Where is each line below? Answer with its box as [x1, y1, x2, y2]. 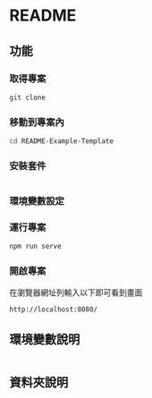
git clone [9, 93, 46, 102]
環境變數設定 [9, 195, 65, 207]
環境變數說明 [9, 332, 80, 347]
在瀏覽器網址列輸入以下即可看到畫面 [9, 287, 143, 298]
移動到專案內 [9, 115, 65, 128]
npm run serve [9, 242, 63, 251]
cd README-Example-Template [9, 137, 114, 146]
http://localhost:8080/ [9, 305, 98, 314]
